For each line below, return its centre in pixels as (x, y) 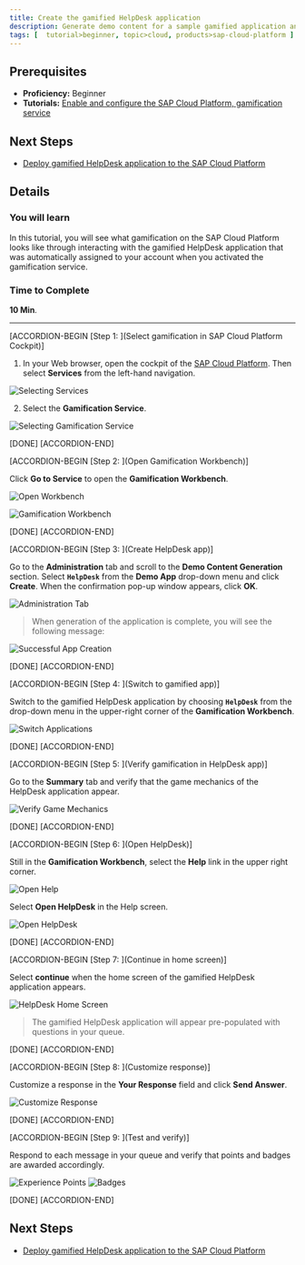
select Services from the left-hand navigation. (109, 373)
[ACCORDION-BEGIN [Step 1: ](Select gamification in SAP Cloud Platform (146, 336)
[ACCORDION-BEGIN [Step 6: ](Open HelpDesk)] (101, 844)
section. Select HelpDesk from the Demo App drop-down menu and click (144, 576)
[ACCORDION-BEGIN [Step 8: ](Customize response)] (110, 1067)
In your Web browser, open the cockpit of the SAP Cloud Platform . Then (157, 363)
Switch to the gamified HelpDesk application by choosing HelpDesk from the (151, 701)
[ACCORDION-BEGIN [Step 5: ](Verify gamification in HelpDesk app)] (138, 764)
